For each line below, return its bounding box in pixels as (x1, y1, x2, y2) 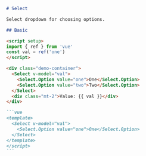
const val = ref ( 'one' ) (6, 49, 66, 55)
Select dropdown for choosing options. (6, 16, 105, 22)
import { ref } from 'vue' (6, 44, 73, 50)
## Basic (6, 27, 28, 33)
